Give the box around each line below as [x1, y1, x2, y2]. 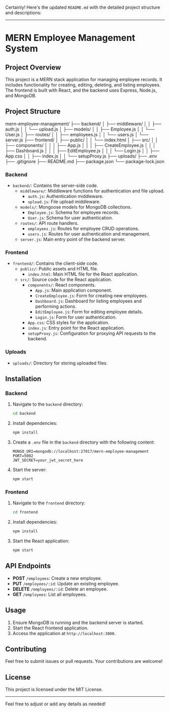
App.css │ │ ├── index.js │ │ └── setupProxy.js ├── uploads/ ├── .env [5, 153, 157, 159]
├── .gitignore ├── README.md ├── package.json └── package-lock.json [5, 158, 164, 164]
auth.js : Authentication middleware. [27, 193, 104, 200]
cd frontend [12, 510, 38, 515]
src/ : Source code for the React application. [20, 276, 112, 283]
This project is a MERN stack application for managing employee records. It [5, 76, 162, 83]
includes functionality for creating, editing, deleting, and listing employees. [5, 82, 161, 88]
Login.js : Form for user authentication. [35, 314, 117, 321]
